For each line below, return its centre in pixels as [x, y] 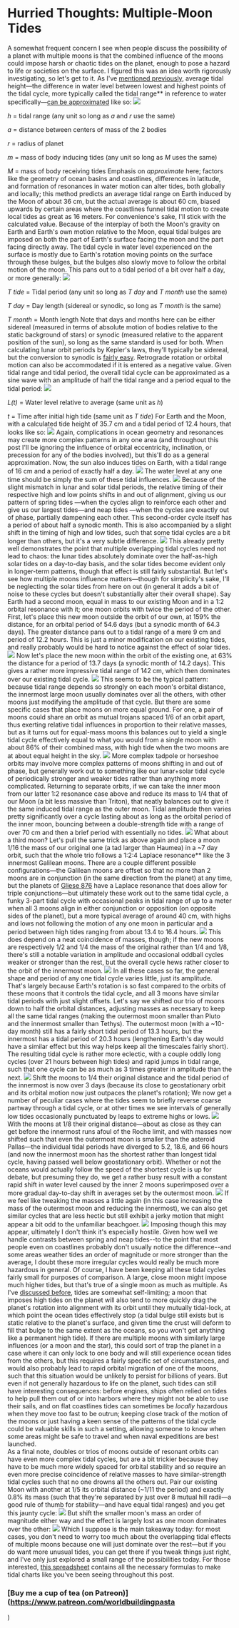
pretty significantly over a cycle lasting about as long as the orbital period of [119, 816]
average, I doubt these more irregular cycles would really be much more [113, 1262]
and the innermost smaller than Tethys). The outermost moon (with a [108, 1023]
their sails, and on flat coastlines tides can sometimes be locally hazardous [118, 1406]
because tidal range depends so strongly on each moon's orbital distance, [117, 687]
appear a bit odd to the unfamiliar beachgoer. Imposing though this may [117, 1224]
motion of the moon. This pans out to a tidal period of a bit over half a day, [116, 270]
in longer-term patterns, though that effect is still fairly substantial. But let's [118, 571]
